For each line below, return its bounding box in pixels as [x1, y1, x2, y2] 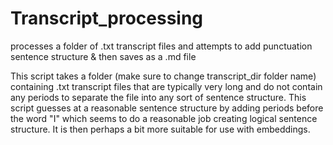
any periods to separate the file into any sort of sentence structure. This [10, 91, 307, 103]
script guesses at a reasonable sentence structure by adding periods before [10, 102, 324, 114]
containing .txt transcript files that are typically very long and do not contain [10, 80, 323, 92]
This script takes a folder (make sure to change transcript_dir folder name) [10, 70, 317, 82]
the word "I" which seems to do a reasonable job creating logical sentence [10, 112, 318, 124]
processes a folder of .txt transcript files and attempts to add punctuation [10, 40, 313, 52]
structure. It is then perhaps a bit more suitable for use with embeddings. [10, 123, 311, 135]
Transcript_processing [10, 7, 204, 30]
